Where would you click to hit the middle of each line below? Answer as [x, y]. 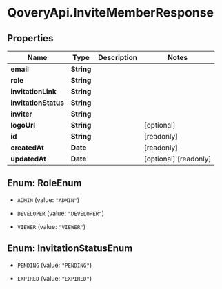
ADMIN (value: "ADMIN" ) [48, 200]
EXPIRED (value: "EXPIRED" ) [54, 278]
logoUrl [23, 125]
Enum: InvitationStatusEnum [70, 249]
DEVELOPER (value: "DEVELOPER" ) [61, 213]
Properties [30, 38]
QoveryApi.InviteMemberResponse [111, 13]
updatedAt [29, 159]
